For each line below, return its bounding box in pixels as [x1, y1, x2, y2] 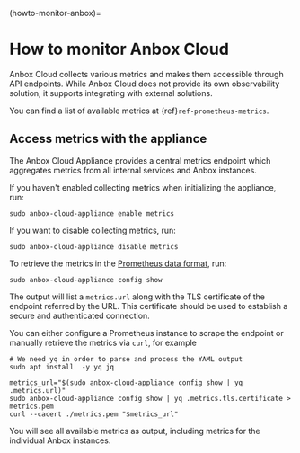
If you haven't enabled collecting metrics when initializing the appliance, [9, 182, 277, 192]
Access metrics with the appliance [9, 131, 207, 147]
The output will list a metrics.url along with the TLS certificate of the [9, 291, 265, 302]
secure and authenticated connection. [9, 310, 150, 321]
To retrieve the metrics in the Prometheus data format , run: [9, 258, 227, 269]
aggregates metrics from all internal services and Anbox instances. [9, 164, 258, 175]
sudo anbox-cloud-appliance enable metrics [9, 209, 175, 218]
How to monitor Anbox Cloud [9, 40, 229, 59]
